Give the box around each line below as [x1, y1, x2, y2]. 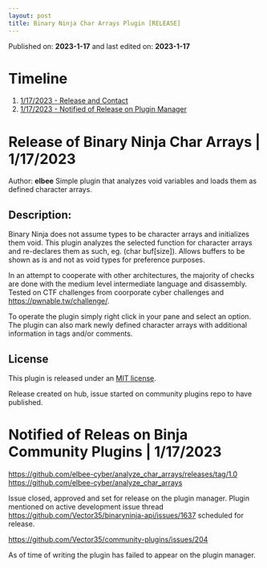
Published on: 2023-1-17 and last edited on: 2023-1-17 [8, 41, 191, 51]
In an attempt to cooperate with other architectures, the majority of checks [8, 271, 255, 280]
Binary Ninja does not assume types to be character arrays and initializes [8, 230, 250, 239]
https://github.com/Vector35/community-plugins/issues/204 [8, 534, 208, 544]
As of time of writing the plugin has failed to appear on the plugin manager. [8, 550, 257, 559]
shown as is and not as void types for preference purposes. [8, 255, 205, 265]
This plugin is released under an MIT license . [8, 374, 156, 382]
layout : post [8, 11, 52, 20]
